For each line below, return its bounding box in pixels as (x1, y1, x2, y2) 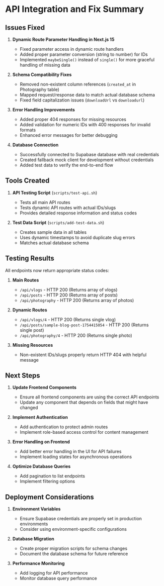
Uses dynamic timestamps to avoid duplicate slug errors (19, 234, 135, 240)
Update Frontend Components (12, 385, 77, 391)
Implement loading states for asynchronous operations (19, 454, 132, 460)
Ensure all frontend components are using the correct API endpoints (19, 394, 160, 400)
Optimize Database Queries (12, 464, 71, 470)
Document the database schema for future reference (19, 551, 128, 557)
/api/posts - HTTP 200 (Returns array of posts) (19, 292, 118, 298)
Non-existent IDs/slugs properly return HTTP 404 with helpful (19, 352, 147, 358)
